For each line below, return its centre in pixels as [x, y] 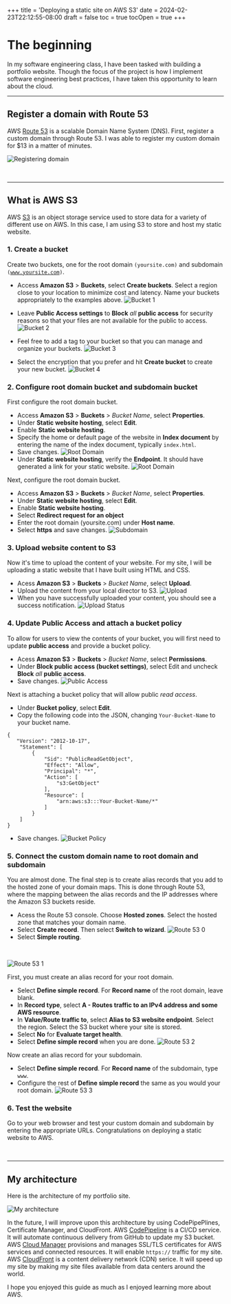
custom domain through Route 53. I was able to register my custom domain [113, 138]
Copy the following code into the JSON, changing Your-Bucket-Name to [116, 715]
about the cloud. [30, 86]
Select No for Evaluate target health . [70, 1035]
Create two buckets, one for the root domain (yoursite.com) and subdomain [115, 264]
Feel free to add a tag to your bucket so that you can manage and [110, 341]
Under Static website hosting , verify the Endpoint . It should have [110, 459]
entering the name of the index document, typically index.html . [107, 445]
